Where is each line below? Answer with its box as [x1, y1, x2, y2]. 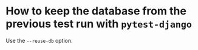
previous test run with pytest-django [5, 17, 192, 31]
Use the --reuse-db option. [5, 37, 73, 44]
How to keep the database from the [5, 4, 186, 18]
